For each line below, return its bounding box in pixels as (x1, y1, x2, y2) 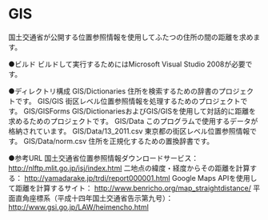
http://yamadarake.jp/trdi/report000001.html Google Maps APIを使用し (23, 173, 258, 182)
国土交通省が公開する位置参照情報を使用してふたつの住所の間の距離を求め (8, 32, 254, 42)
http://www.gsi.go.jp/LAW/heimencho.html (8, 202, 150, 212)
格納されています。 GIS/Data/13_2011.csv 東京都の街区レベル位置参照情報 (8, 126, 250, 136)
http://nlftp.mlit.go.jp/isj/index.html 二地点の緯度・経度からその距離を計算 (8, 163, 250, 173)
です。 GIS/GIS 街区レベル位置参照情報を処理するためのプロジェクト (14, 96, 241, 106)
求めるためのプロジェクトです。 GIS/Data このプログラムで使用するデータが (8, 116, 258, 126)
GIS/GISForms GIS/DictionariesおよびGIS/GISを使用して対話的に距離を (23, 106, 256, 116)
